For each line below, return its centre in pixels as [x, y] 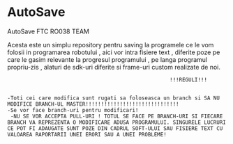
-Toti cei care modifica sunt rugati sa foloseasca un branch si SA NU [113, 98]
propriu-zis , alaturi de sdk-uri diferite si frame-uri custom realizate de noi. [114, 67]
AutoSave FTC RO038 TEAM [48, 31]
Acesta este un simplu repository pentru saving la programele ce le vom [111, 45]
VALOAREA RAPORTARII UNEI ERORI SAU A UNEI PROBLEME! [87, 134]
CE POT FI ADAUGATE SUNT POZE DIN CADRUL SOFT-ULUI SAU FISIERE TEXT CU [115, 128]
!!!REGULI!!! [189, 80]
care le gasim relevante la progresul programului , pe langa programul [107, 59]
